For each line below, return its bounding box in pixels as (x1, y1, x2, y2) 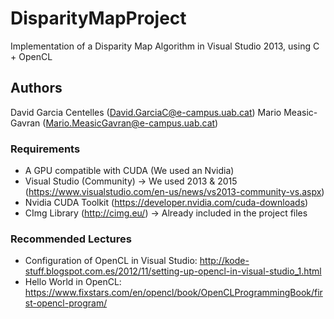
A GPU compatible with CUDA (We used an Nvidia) (24, 165, 235, 177)
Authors (10, 80, 63, 97)
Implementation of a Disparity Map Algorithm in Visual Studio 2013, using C (10, 40, 320, 52)
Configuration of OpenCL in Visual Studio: (24, 255, 198, 267)
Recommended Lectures (10, 232, 132, 246)
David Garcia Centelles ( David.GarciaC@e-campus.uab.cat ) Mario (10, 106, 282, 118)
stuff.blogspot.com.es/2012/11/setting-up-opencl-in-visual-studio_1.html (24, 265, 322, 277)
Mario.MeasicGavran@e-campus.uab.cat (45, 117, 216, 129)
